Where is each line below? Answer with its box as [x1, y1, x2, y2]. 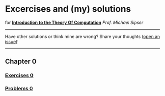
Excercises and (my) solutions [5, 3, 131, 15]
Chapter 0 [5, 58, 37, 66]
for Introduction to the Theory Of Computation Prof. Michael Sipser [5, 19, 143, 25]
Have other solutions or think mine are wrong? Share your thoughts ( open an [5, 33, 160, 39]
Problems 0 [5, 85, 33, 92]
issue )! [5, 38, 19, 44]
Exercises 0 [5, 72, 34, 79]
